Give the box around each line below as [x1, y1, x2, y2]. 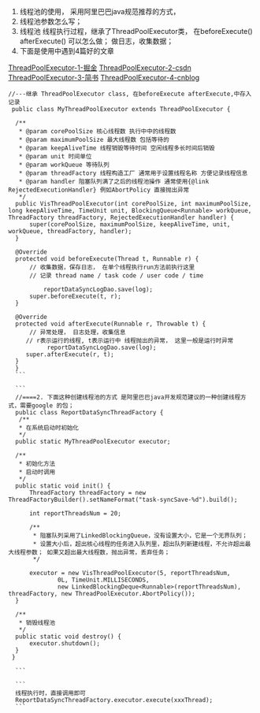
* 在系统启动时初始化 [18, 424, 79, 432]
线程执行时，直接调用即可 [15, 689, 87, 697]
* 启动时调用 [18, 468, 56, 476]
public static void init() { [15, 482, 111, 490]
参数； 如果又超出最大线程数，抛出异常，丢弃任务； [25, 548, 171, 556]
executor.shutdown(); [28, 640, 101, 648]
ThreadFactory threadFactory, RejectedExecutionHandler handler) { [8, 214, 235, 221]
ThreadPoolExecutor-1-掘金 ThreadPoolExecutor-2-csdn [8, 63, 191, 72]
